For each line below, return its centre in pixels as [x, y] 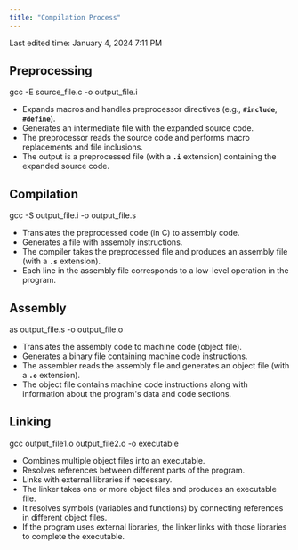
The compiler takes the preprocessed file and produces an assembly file [155, 252]
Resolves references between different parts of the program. [133, 470]
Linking [30, 422]
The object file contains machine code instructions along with [135, 384]
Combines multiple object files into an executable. [113, 460]
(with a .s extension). [61, 261]
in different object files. [64, 517]
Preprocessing [51, 71]
